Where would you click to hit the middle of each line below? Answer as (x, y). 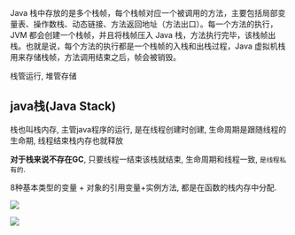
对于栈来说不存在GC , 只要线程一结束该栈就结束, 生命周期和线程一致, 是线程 (145, 159)
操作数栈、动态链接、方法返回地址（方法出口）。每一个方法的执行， (155, 24)
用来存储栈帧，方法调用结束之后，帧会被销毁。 (95, 57)
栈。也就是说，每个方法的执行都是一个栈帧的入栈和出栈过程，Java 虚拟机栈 (148, 46)
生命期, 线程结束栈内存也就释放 (66, 140)
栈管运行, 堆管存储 (43, 76)
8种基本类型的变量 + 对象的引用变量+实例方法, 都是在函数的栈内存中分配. (144, 187)
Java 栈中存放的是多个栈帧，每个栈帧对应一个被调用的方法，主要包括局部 (144, 13)
